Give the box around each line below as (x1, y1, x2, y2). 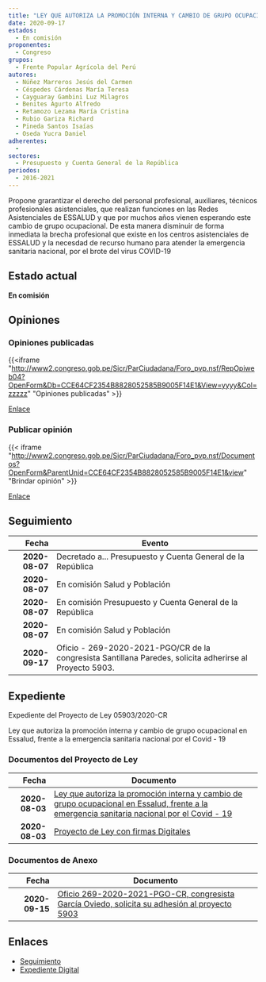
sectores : (8, 152, 41, 160)
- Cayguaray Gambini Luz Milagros (15, 93, 129, 101)
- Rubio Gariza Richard (15, 115, 93, 123)
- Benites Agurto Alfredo (15, 100, 101, 108)
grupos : (8, 56, 34, 64)
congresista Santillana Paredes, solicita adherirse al (56, 653, 248, 664)
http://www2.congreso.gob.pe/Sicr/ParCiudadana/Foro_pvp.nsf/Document (11, 450, 256, 460)
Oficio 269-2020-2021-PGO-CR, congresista (57, 888, 235, 899)
